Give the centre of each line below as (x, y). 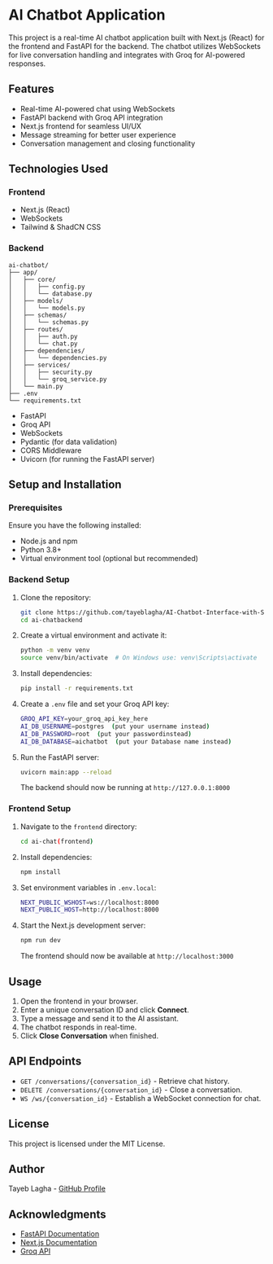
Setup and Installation (65, 485)
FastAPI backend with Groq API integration (91, 117)
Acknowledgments (58, 1214)
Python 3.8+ (41, 550)
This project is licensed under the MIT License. (87, 1143)
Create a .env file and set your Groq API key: (95, 704)
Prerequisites (35, 508)
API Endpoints (45, 1062)
